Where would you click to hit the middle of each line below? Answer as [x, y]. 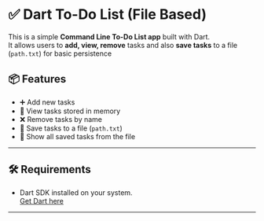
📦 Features [37, 79]
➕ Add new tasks [47, 102]
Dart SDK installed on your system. [76, 192]
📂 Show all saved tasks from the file [77, 136]
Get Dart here [42, 201]
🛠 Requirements [50, 169]
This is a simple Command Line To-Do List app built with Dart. [109, 36]
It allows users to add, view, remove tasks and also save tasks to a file [123, 45]
